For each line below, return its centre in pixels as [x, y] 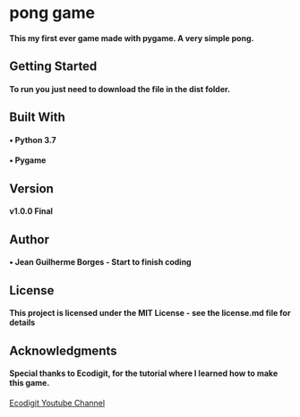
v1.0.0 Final [31, 211]
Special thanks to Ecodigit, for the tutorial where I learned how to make [144, 373]
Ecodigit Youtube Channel [57, 403]
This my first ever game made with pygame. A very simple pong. [132, 38]
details [22, 323]
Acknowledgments [64, 350]
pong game [52, 13]
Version [31, 188]
